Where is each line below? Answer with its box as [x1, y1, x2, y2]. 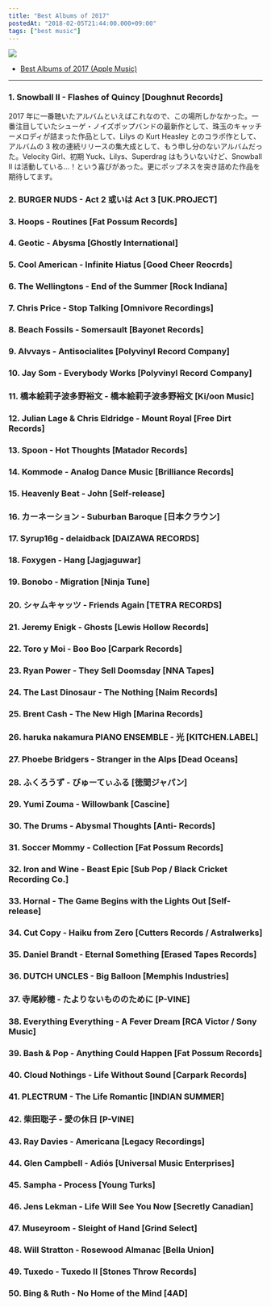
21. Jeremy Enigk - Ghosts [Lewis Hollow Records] [8, 622, 210, 633]
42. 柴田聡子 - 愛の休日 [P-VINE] [8, 1114, 135, 1125]
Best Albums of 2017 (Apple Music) [19, 64, 138, 73]
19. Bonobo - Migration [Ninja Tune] [8, 576, 151, 587]
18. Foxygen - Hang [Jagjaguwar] [8, 554, 141, 566]
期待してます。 [8, 171, 57, 182]
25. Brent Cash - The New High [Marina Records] [8, 708, 203, 719]
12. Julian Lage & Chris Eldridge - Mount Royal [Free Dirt [8, 412, 231, 424]
